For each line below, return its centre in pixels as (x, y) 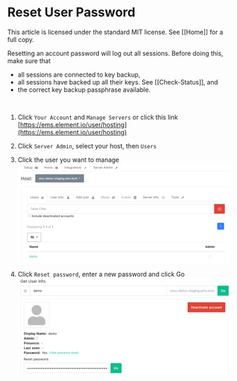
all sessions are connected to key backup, (79, 74)
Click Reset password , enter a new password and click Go (101, 275)
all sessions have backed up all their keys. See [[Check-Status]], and (118, 82)
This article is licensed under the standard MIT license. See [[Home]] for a (115, 32)
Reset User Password (71, 12)
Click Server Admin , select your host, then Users (87, 145)
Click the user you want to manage (68, 160)
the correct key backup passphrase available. (84, 89)
